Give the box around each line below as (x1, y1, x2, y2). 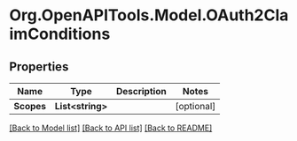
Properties (9, 59, 69, 74)
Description (115, 85, 167, 97)
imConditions (9, 24, 111, 44)
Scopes (13, 100, 47, 112)
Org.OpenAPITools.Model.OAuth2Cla (9, 5, 289, 26)
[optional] (175, 100, 216, 112)
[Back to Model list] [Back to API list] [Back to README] (9, 122, 213, 133)
